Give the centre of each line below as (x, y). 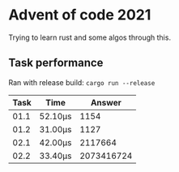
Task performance (56, 63)
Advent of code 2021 (80, 15)
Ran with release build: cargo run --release (82, 82)
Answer (106, 102)
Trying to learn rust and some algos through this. (90, 37)
